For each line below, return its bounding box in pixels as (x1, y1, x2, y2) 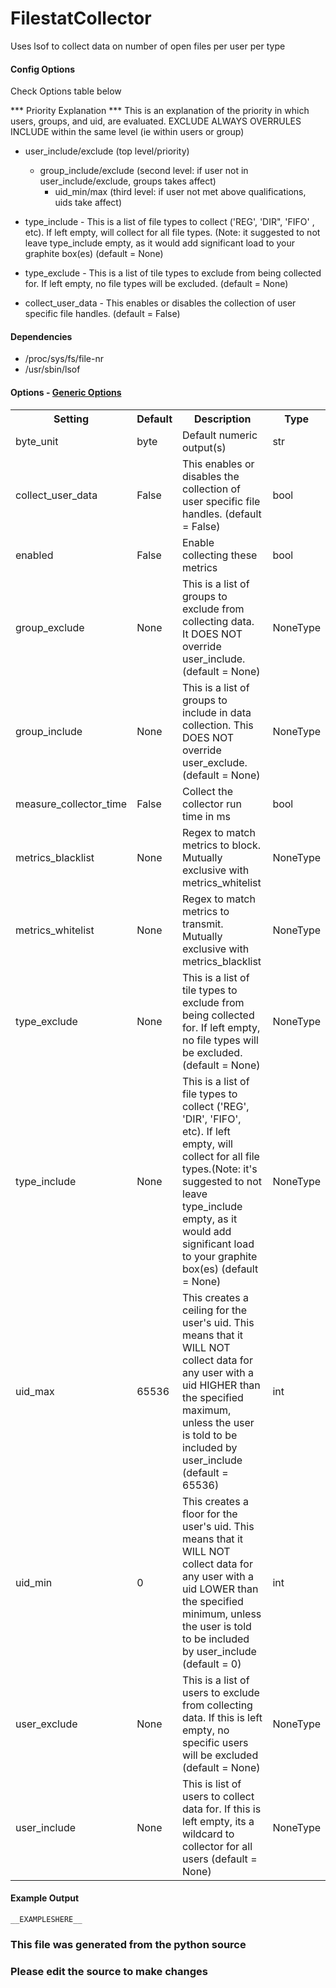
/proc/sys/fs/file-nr (24, 353, 104, 365)
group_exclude (15, 620, 85, 634)
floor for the (182, 1507, 238, 1521)
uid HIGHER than (182, 1378, 261, 1392)
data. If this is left (182, 1710, 263, 1724)
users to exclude (182, 1685, 260, 1699)
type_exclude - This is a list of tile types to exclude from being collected (24, 267, 322, 279)
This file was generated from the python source (10, 1937, 247, 1951)
